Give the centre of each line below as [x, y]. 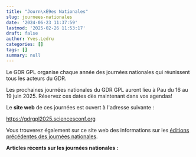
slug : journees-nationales [39, 17]
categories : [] [25, 45]
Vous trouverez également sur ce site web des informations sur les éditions [98, 130]
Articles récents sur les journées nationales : [62, 148]
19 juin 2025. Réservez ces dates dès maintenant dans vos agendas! [89, 96]
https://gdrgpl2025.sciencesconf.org [51, 119]
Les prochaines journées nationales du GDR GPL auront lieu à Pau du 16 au [97, 89]
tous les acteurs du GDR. [36, 78]
